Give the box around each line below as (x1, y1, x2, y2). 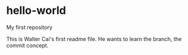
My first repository (6, 24, 53, 31)
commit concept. (6, 42, 49, 49)
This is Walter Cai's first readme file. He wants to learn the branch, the (6, 35, 182, 42)
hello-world (6, 4, 67, 18)
